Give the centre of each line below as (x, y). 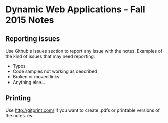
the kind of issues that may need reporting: (50, 56)
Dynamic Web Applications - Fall (75, 9)
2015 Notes (30, 20)
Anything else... (29, 82)
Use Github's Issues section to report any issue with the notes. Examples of (84, 51)
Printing (18, 98)
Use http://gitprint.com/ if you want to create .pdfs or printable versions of (83, 110)
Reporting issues (33, 39)
